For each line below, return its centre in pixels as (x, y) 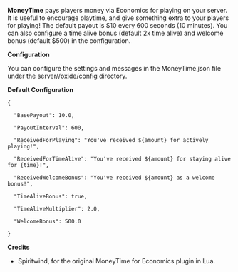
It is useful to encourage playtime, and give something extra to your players (118, 18)
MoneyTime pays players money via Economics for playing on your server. (118, 10)
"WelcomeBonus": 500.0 (47, 221)
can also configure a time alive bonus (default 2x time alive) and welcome (115, 33)
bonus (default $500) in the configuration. (69, 41)
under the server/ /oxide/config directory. (67, 76)
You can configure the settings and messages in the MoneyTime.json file (114, 68)
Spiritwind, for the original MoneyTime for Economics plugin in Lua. (117, 261)
